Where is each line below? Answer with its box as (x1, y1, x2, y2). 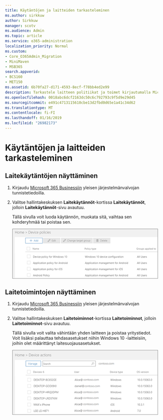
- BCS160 (5, 74, 23, 80)
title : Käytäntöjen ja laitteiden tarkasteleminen (5, 8, 110, 13)
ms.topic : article (5, 34, 42, 38)
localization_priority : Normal (5, 44, 68, 49)
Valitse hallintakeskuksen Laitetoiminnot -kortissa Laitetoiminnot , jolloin (12, 315, 157, 321)
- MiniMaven (5, 59, 29, 64)
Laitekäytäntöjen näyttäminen (5, 172, 98, 180)
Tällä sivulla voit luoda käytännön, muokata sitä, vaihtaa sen (12, 214, 132, 220)
